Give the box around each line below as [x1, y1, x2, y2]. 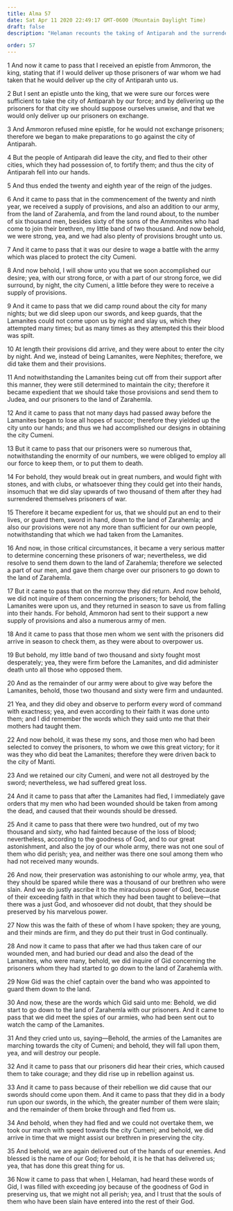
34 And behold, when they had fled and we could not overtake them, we [7, 1119, 214, 1127]
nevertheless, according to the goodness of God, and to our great [7, 835, 196, 843]
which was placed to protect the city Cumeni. [7, 253, 137, 261]
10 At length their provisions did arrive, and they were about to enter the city [7, 345, 225, 353]
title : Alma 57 [7, 10, 51, 17]
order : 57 [7, 42, 36, 49]
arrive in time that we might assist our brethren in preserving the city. [7, 1134, 205, 1142]
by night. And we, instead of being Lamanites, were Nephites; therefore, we [7, 352, 223, 361]
